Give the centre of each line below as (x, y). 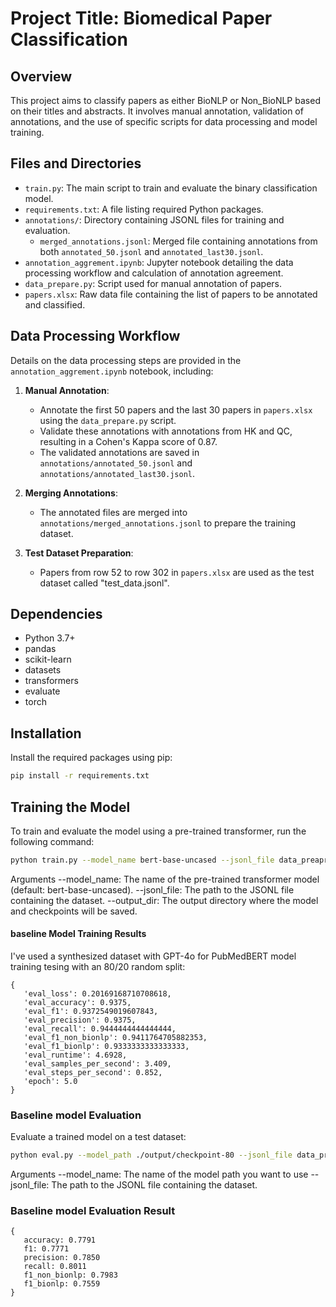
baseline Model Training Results (78, 934)
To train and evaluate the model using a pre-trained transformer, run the (158, 831)
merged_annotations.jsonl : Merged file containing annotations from (178, 241)
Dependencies (56, 614)
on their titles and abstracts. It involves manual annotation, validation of (157, 111)
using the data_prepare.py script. (108, 420)
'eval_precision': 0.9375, (80, 1020)
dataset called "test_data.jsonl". (104, 583)
